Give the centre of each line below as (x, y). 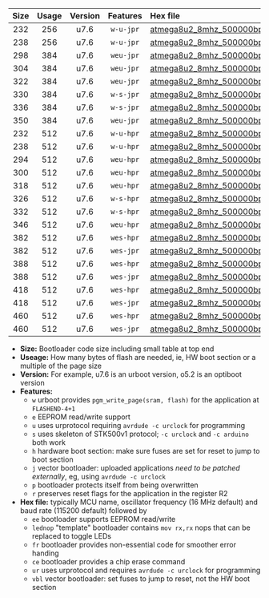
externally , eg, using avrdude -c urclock (99, 477)
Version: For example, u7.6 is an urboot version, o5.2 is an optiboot (131, 374)
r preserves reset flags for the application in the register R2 (130, 493)
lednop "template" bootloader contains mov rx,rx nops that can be (141, 527)
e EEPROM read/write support (81, 417)
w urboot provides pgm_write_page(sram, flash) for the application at (145, 400)
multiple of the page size (61, 366)
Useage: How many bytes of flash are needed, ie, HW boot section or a (138, 357)
